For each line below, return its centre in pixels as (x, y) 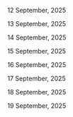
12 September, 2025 (37, 10)
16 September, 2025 (37, 65)
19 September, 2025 (37, 106)
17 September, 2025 (36, 78)
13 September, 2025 (37, 24)
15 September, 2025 (36, 51)
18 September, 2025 (37, 92)
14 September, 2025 (37, 37)
